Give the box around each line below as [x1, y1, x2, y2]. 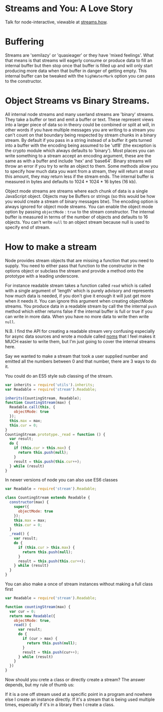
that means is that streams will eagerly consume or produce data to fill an [5, 57, 152, 63]
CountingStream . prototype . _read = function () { [5, 432, 106, 437]
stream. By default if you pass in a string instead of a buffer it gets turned [5, 137, 152, 143]
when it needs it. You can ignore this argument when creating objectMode [5, 298, 153, 304]
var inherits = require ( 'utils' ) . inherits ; [5, 382, 95, 387]
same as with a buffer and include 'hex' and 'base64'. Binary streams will [5, 158, 152, 164]
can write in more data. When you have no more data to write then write [5, 313, 149, 319]
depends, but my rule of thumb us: [5, 682, 74, 688]
